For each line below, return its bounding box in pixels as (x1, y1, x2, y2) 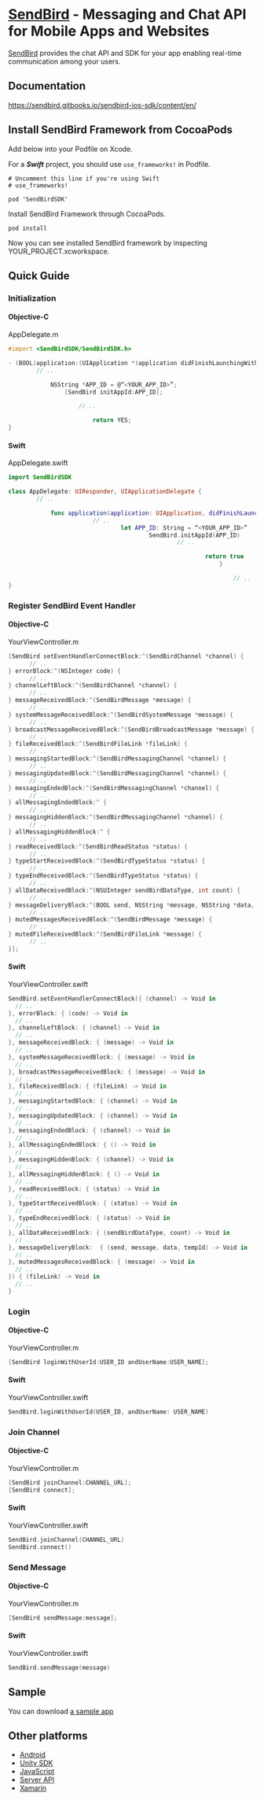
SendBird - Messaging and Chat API (8, 6, 247, 24)
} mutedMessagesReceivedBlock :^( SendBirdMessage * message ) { (8, 915, 213, 924)
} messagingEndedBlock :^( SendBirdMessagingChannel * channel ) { (8, 784, 220, 792)
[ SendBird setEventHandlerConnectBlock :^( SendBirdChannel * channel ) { (8, 652, 244, 660)
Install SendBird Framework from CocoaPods (8, 124, 233, 137)
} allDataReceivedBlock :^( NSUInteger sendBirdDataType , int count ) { (8, 886, 241, 894)
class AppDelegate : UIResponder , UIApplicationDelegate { (8, 488, 202, 496)
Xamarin (19, 1783, 47, 1793)
